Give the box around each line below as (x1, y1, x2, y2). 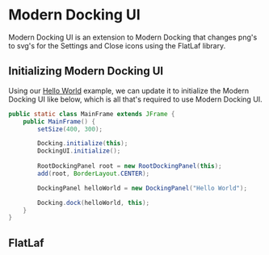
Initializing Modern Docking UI (8, 65, 164, 78)
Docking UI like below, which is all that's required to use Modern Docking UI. (8, 94, 263, 104)
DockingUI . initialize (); (37, 147, 121, 155)
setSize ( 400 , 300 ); (37, 125, 103, 133)
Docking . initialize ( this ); (37, 140, 128, 148)
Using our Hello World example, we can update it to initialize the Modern (8, 86, 249, 95)
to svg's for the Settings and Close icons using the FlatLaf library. (8, 40, 226, 50)
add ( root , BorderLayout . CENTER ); (37, 169, 150, 178)
